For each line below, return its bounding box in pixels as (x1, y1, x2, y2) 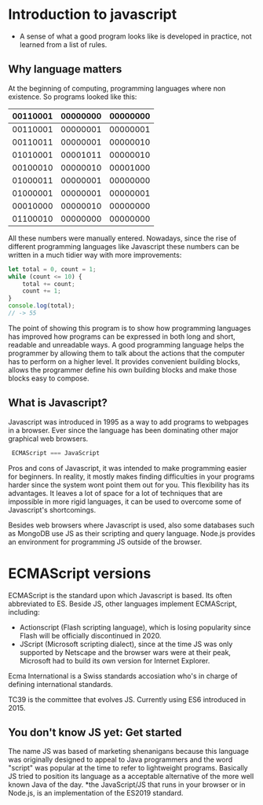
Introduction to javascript (8, 6, 177, 24)
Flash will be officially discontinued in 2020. (19, 630, 162, 640)
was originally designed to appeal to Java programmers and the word (8, 755, 233, 764)
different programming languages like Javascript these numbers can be (8, 241, 239, 251)
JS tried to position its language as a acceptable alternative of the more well (8, 772, 254, 781)
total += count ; (22, 280, 76, 288)
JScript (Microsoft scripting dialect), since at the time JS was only (19, 639, 233, 649)
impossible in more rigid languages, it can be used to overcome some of (8, 497, 242, 506)
